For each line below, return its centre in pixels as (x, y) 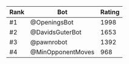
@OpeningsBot (52, 22)
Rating (110, 12)
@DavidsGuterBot (56, 32)
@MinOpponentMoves (62, 52)
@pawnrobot (49, 42)
